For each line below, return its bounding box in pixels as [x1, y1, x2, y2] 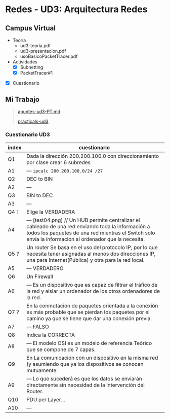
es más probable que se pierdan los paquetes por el [26, 308, 150, 316]
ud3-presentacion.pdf [20, 48, 67, 54]
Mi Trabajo [5, 95, 39, 103]
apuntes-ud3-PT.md [17, 109, 61, 115]
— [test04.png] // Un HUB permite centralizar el [26, 217, 140, 224]
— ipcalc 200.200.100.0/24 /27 [26, 167, 103, 175]
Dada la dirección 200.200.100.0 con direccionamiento [26, 153, 159, 160]
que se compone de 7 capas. [26, 346, 96, 353]
